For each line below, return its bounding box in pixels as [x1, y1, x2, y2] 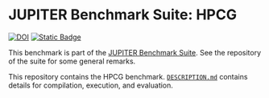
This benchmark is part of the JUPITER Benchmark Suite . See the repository [8, 47, 262, 57]
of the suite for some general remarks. [8, 56, 136, 66]
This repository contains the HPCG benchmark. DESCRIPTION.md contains [8, 71, 248, 81]
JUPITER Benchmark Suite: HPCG [8, 6, 238, 24]
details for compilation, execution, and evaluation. [8, 80, 173, 90]
